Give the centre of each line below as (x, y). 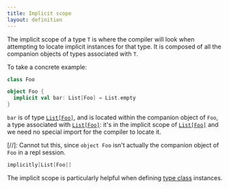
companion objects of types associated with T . (73, 54)
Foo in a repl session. (37, 152)
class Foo (21, 79)
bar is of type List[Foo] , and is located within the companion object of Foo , (113, 117)
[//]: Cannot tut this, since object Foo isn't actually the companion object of (113, 145)
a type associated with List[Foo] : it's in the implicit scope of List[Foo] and (113, 125)
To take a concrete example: (47, 67)
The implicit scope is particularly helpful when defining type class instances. (115, 177)
